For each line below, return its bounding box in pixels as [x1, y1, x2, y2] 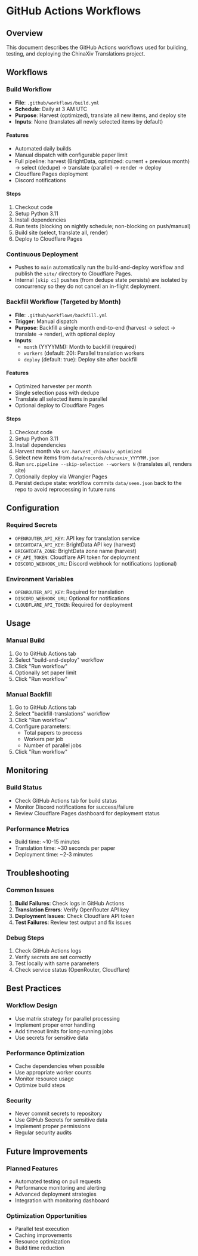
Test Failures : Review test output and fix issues [14, 919, 132, 926]
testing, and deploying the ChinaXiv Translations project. [6, 50, 146, 57]
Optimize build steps [14, 1082, 66, 1089]
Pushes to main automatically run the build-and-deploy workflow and [14, 264, 184, 271]
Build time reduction [14, 1244, 64, 1252]
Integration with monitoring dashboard [14, 1197, 109, 1204]
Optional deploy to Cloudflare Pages [14, 401, 104, 409]
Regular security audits [14, 1129, 72, 1136]
